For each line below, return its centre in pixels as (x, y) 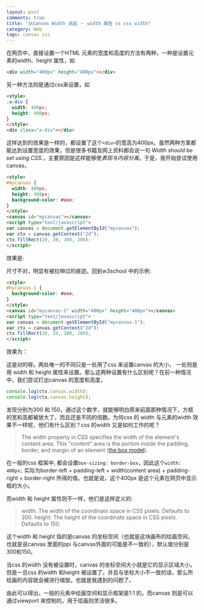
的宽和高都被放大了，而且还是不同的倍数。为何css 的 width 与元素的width (99, 417)
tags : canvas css (28, 35)
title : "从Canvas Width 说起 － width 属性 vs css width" (79, 23)
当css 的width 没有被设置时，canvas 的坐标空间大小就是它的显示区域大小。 (101, 564)
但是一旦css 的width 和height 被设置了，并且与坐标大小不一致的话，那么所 (100, 572)
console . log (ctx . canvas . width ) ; (47, 392)
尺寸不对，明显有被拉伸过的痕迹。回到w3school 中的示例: (79, 271)
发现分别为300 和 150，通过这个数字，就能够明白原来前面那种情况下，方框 (100, 410)
